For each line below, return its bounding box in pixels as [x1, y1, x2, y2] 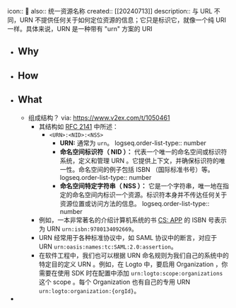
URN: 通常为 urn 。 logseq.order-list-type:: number [59, 138, 207, 147]
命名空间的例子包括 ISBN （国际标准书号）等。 [78, 165, 214, 173]
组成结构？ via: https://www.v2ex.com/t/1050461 [28, 113, 170, 122]
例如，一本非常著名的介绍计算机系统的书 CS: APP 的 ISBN [38, 215, 207, 224]
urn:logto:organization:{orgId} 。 [38, 286, 141, 295]
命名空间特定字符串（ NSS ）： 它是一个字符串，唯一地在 [59, 181, 223, 190]
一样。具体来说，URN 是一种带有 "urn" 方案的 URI [7, 25, 153, 33]
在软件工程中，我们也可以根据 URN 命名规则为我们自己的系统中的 [38, 251, 230, 259]
